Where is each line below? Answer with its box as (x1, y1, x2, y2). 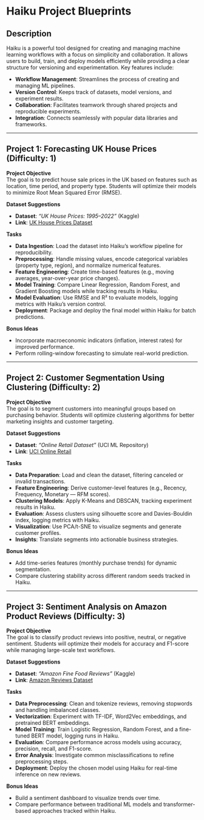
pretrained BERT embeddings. (15, 719, 91, 727)
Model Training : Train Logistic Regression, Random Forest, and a (15, 726, 178, 733)
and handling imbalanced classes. (15, 707, 101, 714)
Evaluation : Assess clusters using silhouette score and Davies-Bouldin (15, 509, 192, 517)
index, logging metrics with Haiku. (15, 516, 101, 523)
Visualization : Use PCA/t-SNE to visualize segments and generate (15, 523, 182, 530)
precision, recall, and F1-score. (15, 745, 93, 753)
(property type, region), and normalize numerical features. (15, 261, 161, 269)
